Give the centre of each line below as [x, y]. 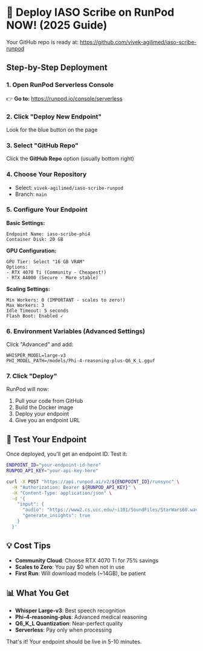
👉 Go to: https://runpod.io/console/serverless [64, 98]
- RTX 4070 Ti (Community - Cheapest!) [56, 272]
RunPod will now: [28, 389]
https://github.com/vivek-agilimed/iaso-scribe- [138, 42]
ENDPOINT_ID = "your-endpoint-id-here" [54, 465]
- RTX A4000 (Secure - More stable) [52, 278]
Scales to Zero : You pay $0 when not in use [70, 567]
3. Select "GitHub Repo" [42, 145]
